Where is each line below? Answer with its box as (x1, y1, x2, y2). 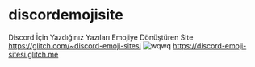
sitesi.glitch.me (8, 49, 59, 59)
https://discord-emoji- (173, 40, 247, 50)
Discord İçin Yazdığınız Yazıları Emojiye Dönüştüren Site (8, 32, 194, 42)
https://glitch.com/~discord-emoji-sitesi (8, 40, 141, 50)
